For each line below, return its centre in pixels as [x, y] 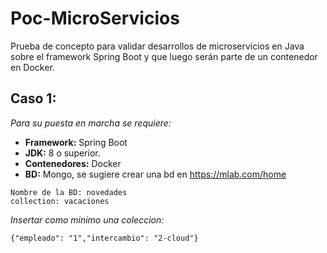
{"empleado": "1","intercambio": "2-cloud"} [104, 238]
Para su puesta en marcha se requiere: [91, 123]
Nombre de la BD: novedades [69, 192]
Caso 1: [33, 98]
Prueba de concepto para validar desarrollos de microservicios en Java [157, 46]
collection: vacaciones [60, 201]
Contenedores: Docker [73, 163]
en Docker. [32, 67]
